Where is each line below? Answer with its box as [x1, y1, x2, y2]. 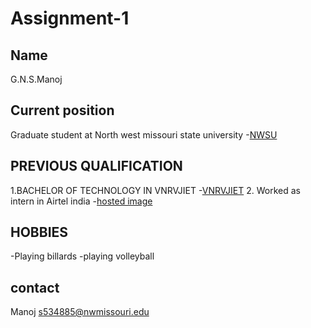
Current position [10, 102, 115, 119]
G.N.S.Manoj [10, 73, 63, 85]
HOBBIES [10, 224, 69, 241]
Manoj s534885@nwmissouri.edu [10, 306, 150, 318]
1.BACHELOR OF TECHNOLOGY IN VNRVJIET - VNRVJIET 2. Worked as [10, 184, 301, 196]
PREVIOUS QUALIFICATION [10, 158, 183, 175]
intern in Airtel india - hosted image [10, 195, 153, 207]
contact [10, 279, 60, 296]
